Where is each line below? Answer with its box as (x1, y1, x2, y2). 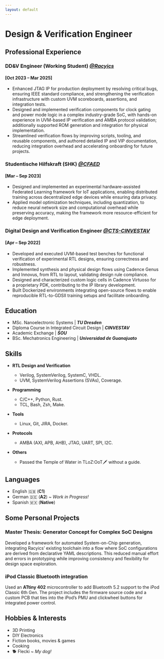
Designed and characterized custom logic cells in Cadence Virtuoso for (12, 276, 157, 283)
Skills (5, 350, 22, 358)
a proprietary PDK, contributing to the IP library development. (12, 282, 136, 288)
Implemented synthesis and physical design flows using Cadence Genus (12, 266, 159, 272)
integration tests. (12, 101, 47, 107)
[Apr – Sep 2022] (5, 240, 41, 245)
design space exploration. (5, 561, 58, 567)
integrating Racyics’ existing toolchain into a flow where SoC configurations (5, 545, 158, 551)
